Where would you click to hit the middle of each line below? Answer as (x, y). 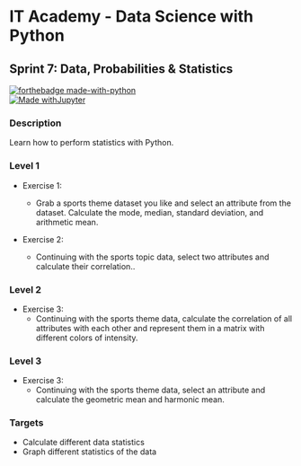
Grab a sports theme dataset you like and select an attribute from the (164, 203)
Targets (27, 423)
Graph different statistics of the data (89, 452)
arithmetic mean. (67, 222)
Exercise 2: (43, 239)
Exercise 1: (42, 185)
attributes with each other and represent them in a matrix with (150, 328)
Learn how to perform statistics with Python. (92, 143)
